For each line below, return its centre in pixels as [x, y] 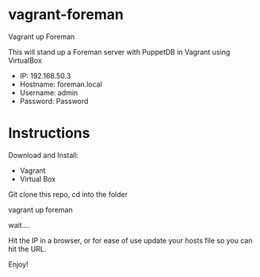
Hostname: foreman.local [61, 84]
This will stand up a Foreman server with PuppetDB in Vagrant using [119, 52]
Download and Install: [44, 155]
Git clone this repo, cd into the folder [68, 194]
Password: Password [54, 101]
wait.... [19, 225]
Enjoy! [19, 264]
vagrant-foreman [66, 15]
